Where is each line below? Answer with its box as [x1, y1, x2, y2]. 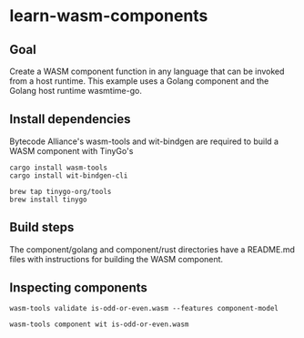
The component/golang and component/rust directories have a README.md [9, 243, 296, 255]
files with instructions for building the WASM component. [9, 253, 224, 264]
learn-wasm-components [9, 5, 208, 26]
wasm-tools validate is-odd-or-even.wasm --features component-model [9, 304, 279, 313]
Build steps [9, 220, 75, 235]
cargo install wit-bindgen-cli [9, 170, 128, 180]
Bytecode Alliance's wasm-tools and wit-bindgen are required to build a [9, 136, 279, 147]
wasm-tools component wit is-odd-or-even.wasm [9, 320, 189, 329]
